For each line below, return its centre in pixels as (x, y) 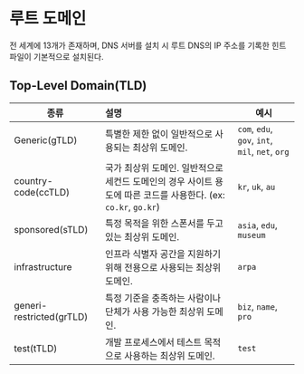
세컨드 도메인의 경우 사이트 (159, 181)
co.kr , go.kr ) (133, 206)
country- (33, 180)
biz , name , (257, 306)
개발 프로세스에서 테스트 (153, 342)
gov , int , (255, 139)
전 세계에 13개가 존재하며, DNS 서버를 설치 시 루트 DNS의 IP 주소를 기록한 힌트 (148, 45)
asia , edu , (257, 225)
